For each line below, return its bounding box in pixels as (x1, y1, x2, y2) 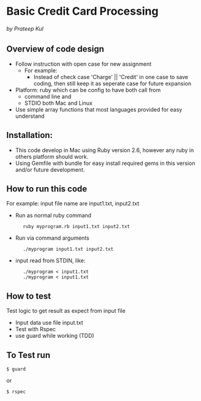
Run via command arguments (15, 234, 90, 242)
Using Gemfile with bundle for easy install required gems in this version (15, 159, 195, 167)
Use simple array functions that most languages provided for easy (15, 105, 183, 113)
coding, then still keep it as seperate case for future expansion (33, 80, 192, 87)
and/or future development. (15, 166, 85, 173)
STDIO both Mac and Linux (24, 99, 93, 107)
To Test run (6, 349, 51, 360)
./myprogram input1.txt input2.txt (22, 246, 114, 253)
